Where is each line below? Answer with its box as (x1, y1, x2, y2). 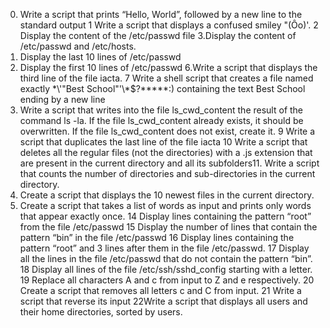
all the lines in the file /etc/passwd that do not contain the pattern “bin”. (19, 253, 313, 264)
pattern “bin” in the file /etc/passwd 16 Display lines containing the (19, 232, 295, 243)
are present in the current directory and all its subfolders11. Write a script (19, 157, 320, 169)
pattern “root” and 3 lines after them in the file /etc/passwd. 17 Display (19, 242, 310, 254)
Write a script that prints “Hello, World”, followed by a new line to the (19, 9, 303, 20)
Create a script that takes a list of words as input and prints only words (19, 200, 312, 211)
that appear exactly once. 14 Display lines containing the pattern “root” (19, 210, 312, 222)
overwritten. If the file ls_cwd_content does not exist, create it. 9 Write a (19, 125, 316, 137)
